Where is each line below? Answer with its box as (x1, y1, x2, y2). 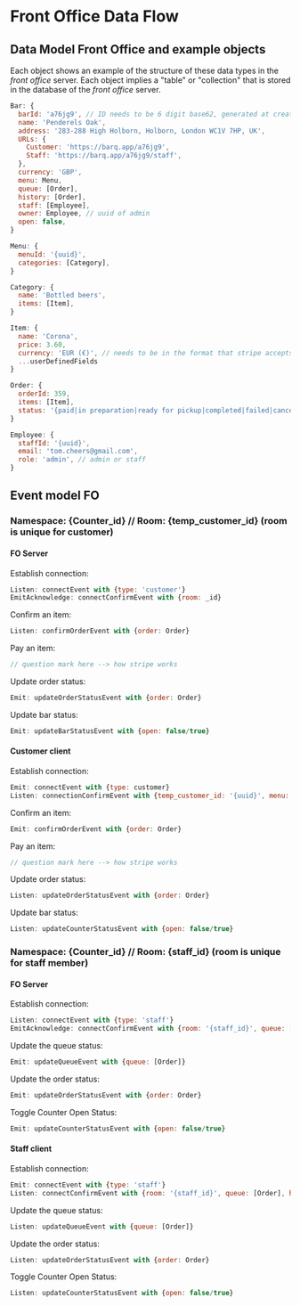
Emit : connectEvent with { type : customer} (10, 782, 170, 792)
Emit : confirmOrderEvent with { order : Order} (10, 824, 182, 834)
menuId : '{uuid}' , (18, 249, 87, 259)
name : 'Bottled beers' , (18, 291, 106, 300)
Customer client (10, 746, 71, 756)
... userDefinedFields (18, 356, 99, 366)
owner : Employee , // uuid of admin (18, 209, 150, 218)
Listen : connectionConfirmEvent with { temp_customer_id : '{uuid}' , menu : (10, 791, 290, 800)
